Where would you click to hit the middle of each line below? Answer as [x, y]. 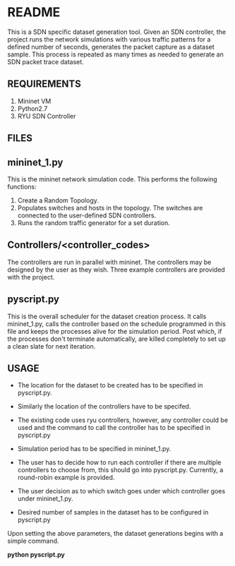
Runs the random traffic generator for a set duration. [94, 222]
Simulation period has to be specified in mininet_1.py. [94, 449]
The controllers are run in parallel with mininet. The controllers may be [109, 262]
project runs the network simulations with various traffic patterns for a [109, 39]
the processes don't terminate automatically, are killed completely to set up [116, 339]
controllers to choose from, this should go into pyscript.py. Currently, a [120, 470]
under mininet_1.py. [45, 499]
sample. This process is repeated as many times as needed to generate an [115, 54]
